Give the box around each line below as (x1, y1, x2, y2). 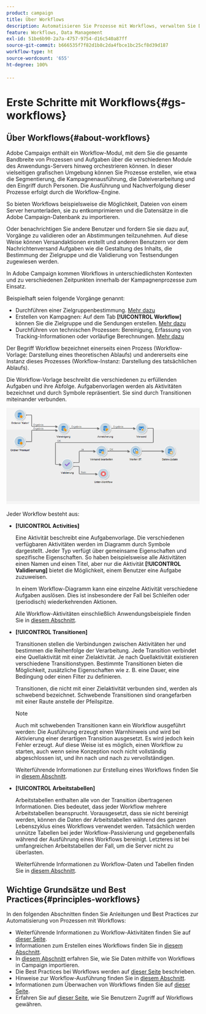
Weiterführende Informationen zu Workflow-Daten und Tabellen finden (15, 860, 194, 868)
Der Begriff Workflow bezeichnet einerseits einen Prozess (6, 344, 153, 352)
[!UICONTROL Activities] (15, 522, 80, 529)
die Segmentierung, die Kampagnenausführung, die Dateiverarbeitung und (6, 175, 195, 182)
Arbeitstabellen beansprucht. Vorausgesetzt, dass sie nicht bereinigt (15, 809, 189, 816)
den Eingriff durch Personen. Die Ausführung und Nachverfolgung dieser (6, 182, 191, 189)
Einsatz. (6, 282, 26, 290)
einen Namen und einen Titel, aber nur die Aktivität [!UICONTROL (15, 560, 181, 567)
